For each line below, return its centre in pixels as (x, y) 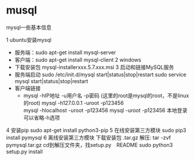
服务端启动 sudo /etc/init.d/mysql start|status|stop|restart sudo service (100, 74)
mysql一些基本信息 (29, 27)
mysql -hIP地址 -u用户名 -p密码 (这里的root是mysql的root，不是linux (106, 96)
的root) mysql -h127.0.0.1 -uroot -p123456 (74, 103)
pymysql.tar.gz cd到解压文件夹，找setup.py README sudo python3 (90, 144)
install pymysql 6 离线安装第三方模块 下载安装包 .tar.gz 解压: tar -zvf (89, 137)
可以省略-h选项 (42, 117)
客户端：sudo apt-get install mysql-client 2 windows (78, 60)
